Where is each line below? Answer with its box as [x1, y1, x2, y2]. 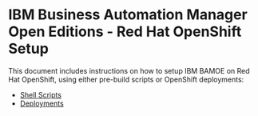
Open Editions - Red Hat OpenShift [8, 22, 242, 41]
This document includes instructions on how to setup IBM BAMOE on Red [8, 66, 250, 75]
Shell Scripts [19, 90, 62, 99]
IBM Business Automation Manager [8, 6, 248, 24]
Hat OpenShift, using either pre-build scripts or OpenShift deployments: [8, 74, 244, 84]
